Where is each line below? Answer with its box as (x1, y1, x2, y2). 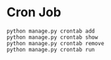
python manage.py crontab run (6, 46, 96, 53)
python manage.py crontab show (6, 33, 98, 41)
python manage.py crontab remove (6, 40, 105, 47)
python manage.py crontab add (6, 28, 96, 35)
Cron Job (6, 4, 61, 20)
